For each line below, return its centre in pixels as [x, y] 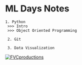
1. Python [15, 22]
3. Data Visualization [31, 48]
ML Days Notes [37, 9]
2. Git [14, 39]
